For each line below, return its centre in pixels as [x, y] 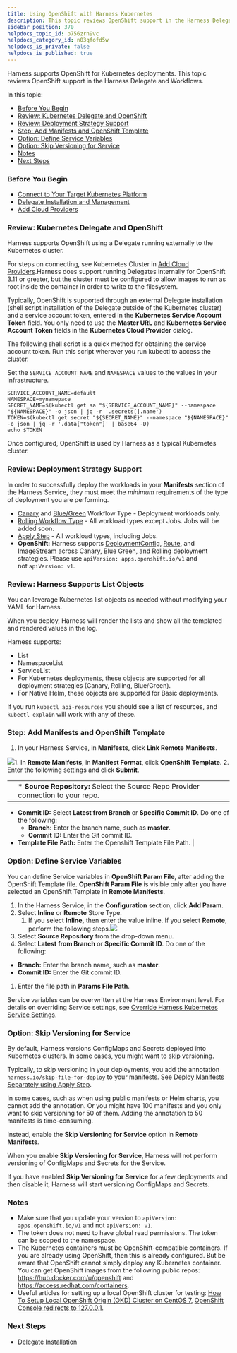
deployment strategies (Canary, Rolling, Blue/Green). [94, 686]
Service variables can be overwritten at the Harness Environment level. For [116, 999]
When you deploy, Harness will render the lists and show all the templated [115, 621]
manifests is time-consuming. [50, 1121]
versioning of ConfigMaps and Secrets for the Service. [86, 1163]
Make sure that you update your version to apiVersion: [97, 1218]
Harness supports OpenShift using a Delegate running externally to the [110, 243]
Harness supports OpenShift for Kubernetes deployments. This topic [107, 73]
